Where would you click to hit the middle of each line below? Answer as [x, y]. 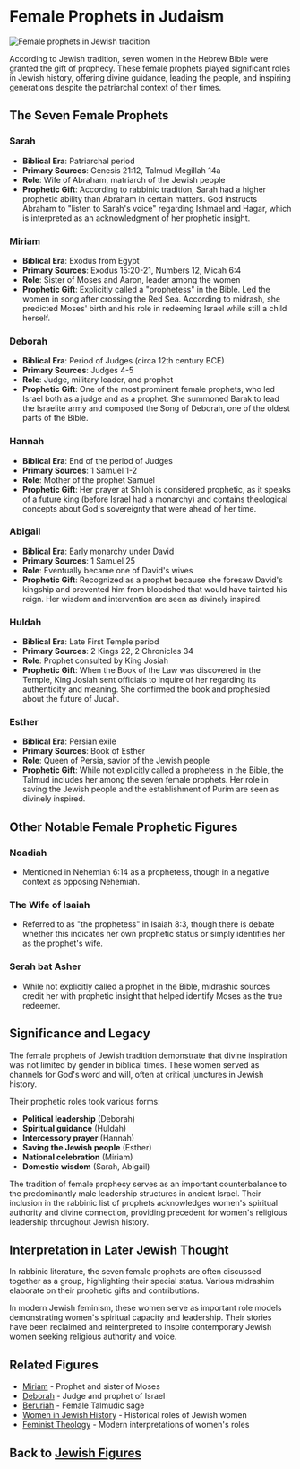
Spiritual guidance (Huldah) [74, 1128]
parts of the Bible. [55, 418]
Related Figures [54, 1364]
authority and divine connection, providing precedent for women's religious [149, 1212]
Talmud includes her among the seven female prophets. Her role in [145, 780]
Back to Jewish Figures [75, 1452]
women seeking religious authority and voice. [93, 1337]
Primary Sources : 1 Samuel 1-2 [79, 470]
